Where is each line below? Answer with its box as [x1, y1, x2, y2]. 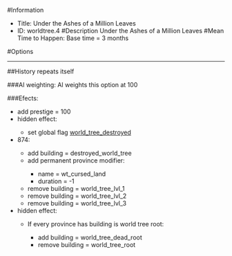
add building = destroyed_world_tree [27, 149, 133, 157]
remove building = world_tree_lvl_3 [27, 199, 126, 207]
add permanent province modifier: [27, 156, 126, 165]
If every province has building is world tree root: [27, 220, 164, 228]
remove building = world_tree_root [37, 241, 136, 248]
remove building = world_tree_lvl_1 [27, 185, 126, 192]
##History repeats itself [7, 67, 75, 75]
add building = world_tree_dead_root [37, 233, 143, 241]
